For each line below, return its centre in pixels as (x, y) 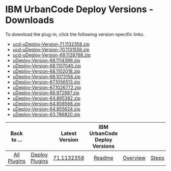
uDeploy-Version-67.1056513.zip (46, 82)
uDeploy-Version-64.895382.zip (46, 98)
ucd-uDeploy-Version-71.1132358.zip (51, 44)
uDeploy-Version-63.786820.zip (46, 114)
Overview (134, 158)
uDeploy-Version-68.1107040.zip (47, 66)
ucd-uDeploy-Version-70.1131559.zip (51, 49)
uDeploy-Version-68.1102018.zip (46, 71)
